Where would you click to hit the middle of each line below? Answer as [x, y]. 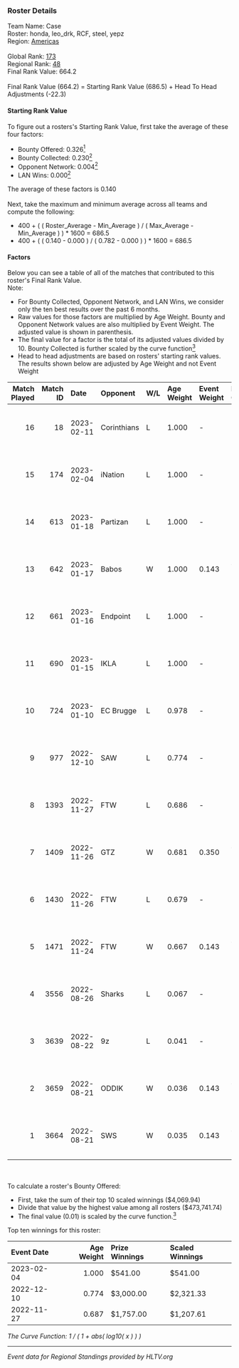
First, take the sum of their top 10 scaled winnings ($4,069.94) [109, 1200]
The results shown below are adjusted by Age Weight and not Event [117, 363]
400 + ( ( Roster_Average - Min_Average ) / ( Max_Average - [106, 226]
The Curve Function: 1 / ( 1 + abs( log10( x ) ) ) [74, 1336]
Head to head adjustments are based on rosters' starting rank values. [119, 356]
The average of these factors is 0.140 [62, 189]
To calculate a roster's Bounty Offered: [64, 1186]
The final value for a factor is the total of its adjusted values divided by [121, 340]
